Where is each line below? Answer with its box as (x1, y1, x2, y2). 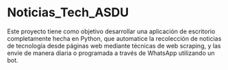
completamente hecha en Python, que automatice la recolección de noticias (7, 34, 222, 42)
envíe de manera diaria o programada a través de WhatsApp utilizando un (7, 49, 215, 57)
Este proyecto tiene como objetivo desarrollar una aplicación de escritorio (7, 27, 216, 35)
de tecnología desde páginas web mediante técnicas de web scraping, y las (7, 41, 221, 50)
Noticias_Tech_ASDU (7, 5, 129, 20)
